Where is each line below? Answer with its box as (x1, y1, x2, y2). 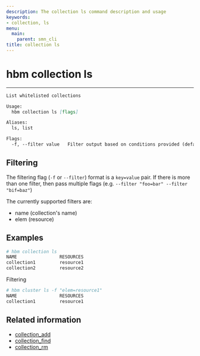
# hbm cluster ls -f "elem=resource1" (6, 288, 102, 294)
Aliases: (6, 119, 28, 125)
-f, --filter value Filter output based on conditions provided (11, 141, 180, 147)
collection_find (14, 337, 51, 344)
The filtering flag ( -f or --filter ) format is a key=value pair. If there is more (6, 174, 190, 181)
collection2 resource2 (6, 265, 84, 271)
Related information (6, 315, 82, 325)
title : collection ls (6, 42, 60, 48)
